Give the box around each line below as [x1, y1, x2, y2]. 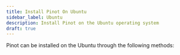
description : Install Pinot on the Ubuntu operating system [6, 20, 160, 26]
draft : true [6, 25, 36, 32]
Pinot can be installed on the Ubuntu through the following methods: [6, 42, 175, 49]
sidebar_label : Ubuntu [6, 14, 63, 20]
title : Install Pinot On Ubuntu [6, 8, 87, 15]
